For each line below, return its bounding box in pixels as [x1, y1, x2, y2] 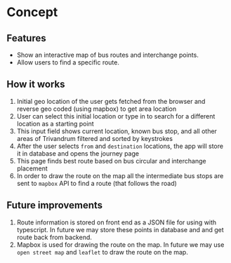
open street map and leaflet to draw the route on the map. [16, 248, 189, 256]
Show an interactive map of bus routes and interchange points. [16, 50, 199, 59]
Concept [6, 4, 58, 20]
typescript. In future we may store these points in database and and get [16, 225, 224, 234]
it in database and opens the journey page [16, 149, 140, 158]
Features [6, 32, 46, 44]
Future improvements [6, 199, 103, 211]
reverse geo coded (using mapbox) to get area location [16, 104, 177, 113]
